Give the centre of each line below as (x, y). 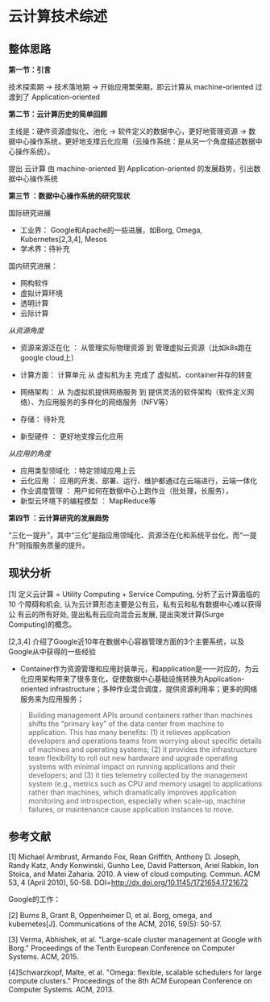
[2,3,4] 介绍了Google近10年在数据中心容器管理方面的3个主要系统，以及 (127, 641)
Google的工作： (35, 899)
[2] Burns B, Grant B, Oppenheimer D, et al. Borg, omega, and (110, 915)
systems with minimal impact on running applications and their (132, 766)
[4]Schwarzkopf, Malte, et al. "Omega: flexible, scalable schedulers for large (135, 972)
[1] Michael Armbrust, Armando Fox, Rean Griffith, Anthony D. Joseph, (125, 857)
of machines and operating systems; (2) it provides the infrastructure (143, 749)
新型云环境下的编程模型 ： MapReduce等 (88, 501)
